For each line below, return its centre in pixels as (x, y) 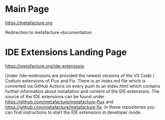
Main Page (27, 9)
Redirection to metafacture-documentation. (49, 32)
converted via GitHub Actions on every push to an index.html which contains (83, 86)
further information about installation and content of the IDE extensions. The (82, 91)
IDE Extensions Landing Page (66, 52)
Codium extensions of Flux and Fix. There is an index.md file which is (75, 80)
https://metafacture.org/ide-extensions (45, 66)
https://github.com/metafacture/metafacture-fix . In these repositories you (80, 107)
